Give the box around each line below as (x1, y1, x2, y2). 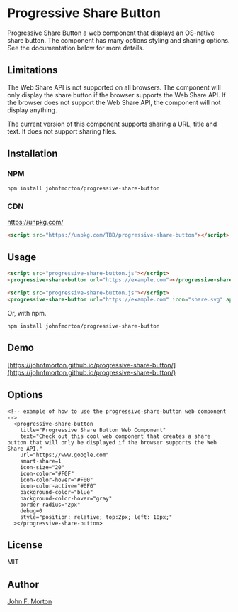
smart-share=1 (20, 457, 62, 465)
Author (7, 578, 39, 591)
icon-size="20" (20, 463, 65, 471)
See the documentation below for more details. (7, 43, 144, 52)
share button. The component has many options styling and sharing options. (7, 36, 230, 44)
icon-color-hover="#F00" (20, 476, 93, 483)
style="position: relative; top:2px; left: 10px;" (20, 513, 173, 520)
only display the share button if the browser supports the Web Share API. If (7, 90, 226, 99)
